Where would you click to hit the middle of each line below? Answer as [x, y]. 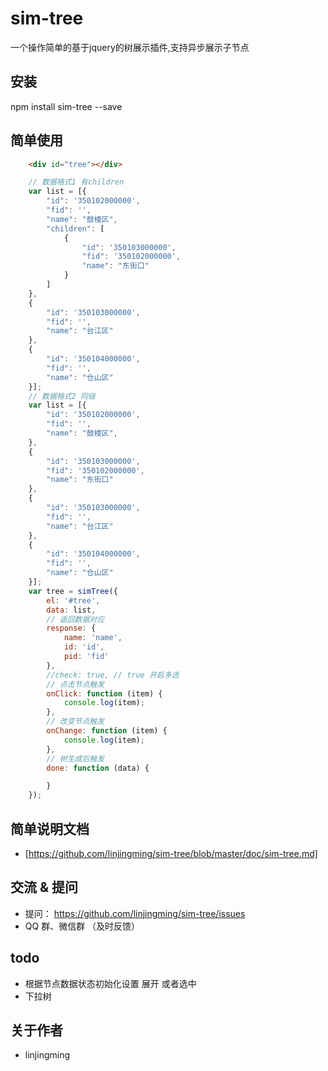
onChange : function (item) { [107, 731]
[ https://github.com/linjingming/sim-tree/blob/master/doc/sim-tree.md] [171, 853]
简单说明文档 [50, 828]
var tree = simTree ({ [73, 591]
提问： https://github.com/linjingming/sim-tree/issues [135, 913]
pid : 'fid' [86, 657]
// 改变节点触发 [75, 722]
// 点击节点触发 [75, 684]
